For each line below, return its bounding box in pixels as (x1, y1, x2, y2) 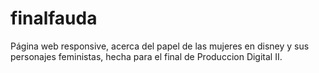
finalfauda (10, 7, 98, 30)
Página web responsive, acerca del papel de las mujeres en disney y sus (10, 40, 310, 52)
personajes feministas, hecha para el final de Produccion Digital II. (10, 50, 283, 62)
